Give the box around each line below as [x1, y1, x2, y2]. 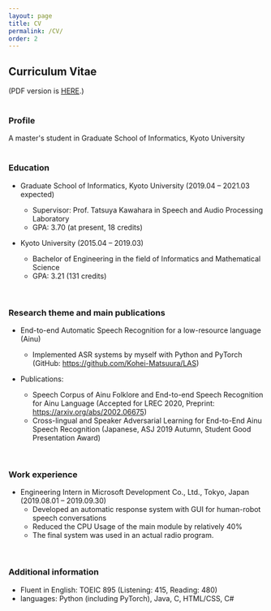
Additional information [8, 566, 100, 578]
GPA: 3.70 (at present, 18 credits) [32, 222, 144, 232]
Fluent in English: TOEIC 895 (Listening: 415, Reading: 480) [19, 585, 217, 595]
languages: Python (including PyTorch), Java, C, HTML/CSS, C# [19, 593, 234, 603]
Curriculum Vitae [8, 64, 97, 78]
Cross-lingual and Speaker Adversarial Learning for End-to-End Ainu [32, 415, 262, 425]
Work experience [8, 468, 78, 480]
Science [32, 262, 60, 272]
